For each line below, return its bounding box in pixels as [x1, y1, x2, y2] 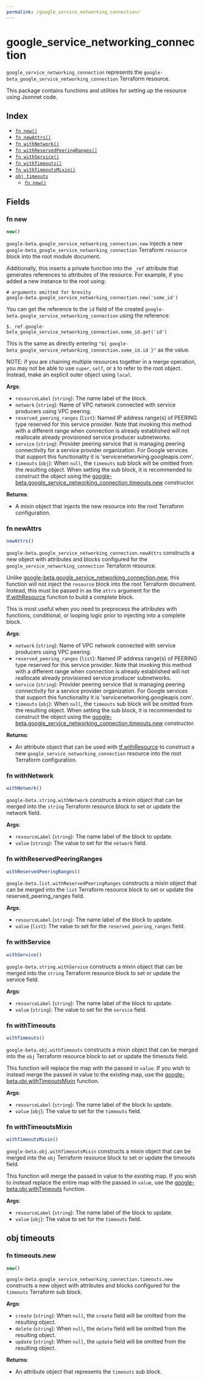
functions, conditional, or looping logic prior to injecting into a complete [6, 611, 186, 619]
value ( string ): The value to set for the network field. [15, 840, 147, 847]
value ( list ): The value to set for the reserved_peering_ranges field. [15, 923, 185, 930]
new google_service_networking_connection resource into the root [15, 750, 181, 757]
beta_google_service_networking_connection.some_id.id [6, 347, 149, 353]
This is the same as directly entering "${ [6, 339, 107, 347]
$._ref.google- [6, 323, 45, 330]
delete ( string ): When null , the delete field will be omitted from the [15, 1325, 186, 1332]
